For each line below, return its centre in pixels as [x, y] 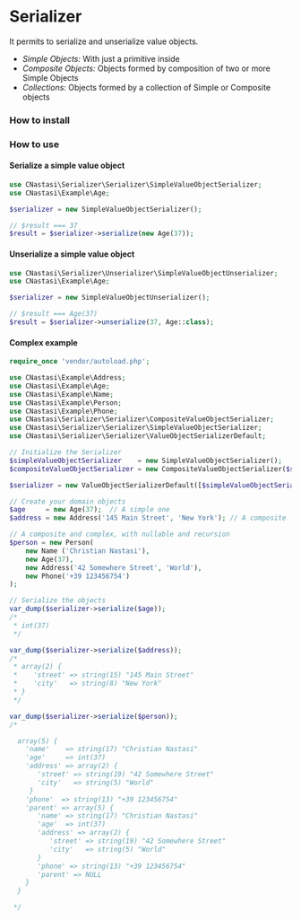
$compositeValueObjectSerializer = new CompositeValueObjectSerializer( [148, 469]
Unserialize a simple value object [72, 254]
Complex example [43, 342]
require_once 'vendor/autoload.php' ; [80, 362]
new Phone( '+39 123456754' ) [77, 576]
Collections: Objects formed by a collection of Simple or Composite [146, 87]
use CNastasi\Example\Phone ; [64, 411]
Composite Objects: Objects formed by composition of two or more [146, 68]
